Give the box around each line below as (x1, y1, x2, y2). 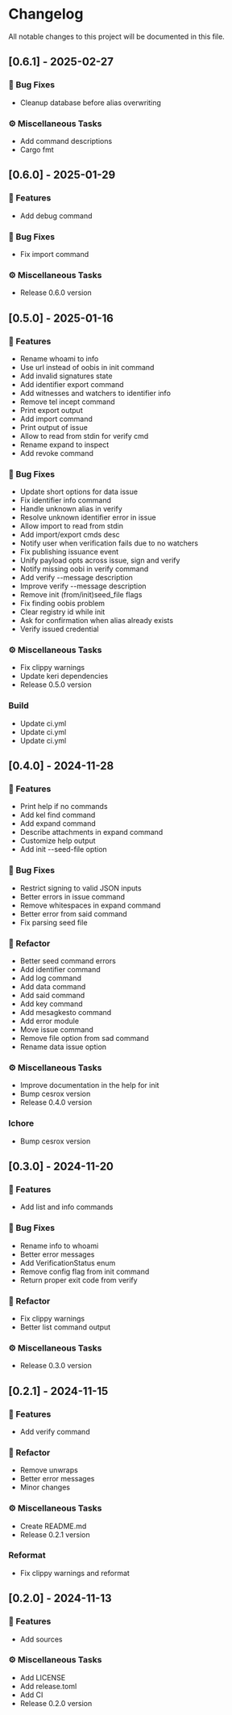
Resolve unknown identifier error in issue (19, 512, 156, 522)
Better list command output (19, 1322, 111, 1332)
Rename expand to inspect (19, 440, 110, 449)
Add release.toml (19, 1681, 77, 1691)
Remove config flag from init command (19, 1266, 150, 1276)
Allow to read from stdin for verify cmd (19, 431, 149, 440)
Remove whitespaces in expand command (19, 900, 161, 910)
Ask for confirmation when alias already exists (19, 616, 174, 626)
